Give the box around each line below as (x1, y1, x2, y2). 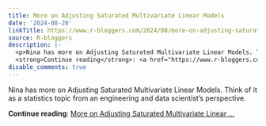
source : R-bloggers (8, 33, 73, 42)
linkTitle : (8, 26, 44, 34)
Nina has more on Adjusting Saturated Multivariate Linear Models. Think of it (8, 85, 257, 94)
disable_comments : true (8, 63, 87, 71)
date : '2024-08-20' (8, 19, 73, 27)
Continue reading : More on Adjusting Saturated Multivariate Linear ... (8, 109, 235, 118)
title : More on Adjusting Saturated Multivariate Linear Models (8, 11, 225, 20)
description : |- (8, 41, 62, 49)
